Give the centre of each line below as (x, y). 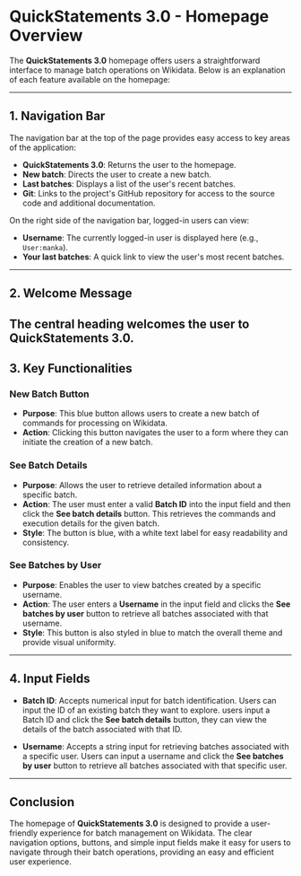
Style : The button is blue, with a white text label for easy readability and (155, 532)
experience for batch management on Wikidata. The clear (146, 833)
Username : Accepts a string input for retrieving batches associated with (155, 746)
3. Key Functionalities (71, 368)
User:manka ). (45, 247)
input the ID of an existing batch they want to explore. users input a (146, 710)
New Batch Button (49, 394)
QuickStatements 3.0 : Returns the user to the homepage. (129, 164)
